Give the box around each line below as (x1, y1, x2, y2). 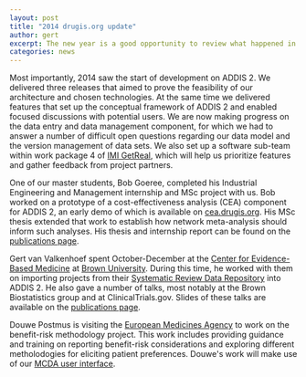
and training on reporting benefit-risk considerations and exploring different (9, 339, 295, 350)
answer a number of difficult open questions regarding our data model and (9, 131, 290, 141)
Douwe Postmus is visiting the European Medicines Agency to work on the (9, 319, 290, 330)
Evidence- (250, 253, 290, 265)
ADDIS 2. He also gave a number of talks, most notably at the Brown (9, 282, 267, 293)
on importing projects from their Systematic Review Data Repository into (9, 273, 281, 284)
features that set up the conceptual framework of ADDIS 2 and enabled (9, 101, 278, 112)
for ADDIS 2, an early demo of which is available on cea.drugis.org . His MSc (9, 206, 296, 217)
